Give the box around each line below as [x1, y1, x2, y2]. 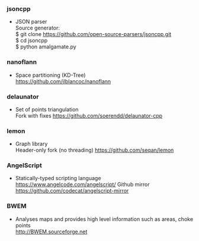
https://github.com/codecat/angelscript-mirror [15, 187, 129, 194]
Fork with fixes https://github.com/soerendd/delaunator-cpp [15, 112, 163, 119]
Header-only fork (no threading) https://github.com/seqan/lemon [15, 146, 174, 154]
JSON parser [15, 18, 47, 25]
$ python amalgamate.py [15, 43, 76, 50]
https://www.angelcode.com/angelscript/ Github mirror [15, 181, 150, 188]
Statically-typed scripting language [15, 175, 101, 182]
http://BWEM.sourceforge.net [15, 228, 88, 235]
